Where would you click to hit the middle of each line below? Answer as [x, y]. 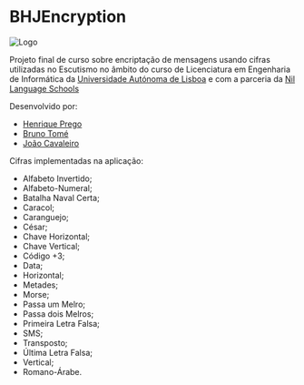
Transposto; [45, 342]
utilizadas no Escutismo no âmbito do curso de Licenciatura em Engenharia [150, 69]
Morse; [36, 294]
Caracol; [39, 208]
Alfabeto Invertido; [57, 178]
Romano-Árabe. [52, 371]
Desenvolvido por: [44, 106]
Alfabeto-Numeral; [57, 187]
